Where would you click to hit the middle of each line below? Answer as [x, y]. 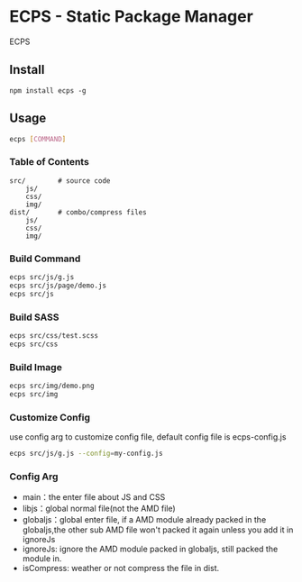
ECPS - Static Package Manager [132, 17]
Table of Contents [50, 162]
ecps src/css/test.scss [54, 335]
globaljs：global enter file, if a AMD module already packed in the [144, 520]
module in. [42, 559]
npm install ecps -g [48, 91]
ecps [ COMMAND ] [38, 139]
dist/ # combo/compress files [78, 212]
